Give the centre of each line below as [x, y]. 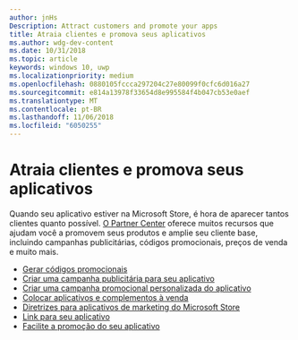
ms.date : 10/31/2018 [48, 51]
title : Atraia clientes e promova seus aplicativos [107, 34]
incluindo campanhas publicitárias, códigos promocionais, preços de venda [149, 242]
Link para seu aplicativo [66, 316]
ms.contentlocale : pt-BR [55, 109]
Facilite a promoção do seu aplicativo [91, 326]
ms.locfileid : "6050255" [55, 126]
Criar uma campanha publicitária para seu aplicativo [118, 278]
